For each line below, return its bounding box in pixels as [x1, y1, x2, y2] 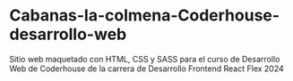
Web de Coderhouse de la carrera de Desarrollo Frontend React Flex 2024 [9, 63, 284, 74]
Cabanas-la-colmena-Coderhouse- [9, 5, 280, 26]
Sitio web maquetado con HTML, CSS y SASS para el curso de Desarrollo [9, 53, 280, 64]
